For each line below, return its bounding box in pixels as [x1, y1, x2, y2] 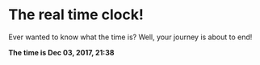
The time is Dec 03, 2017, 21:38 [8, 47, 115, 57]
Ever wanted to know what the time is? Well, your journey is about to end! [8, 32, 253, 42]
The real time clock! [8, 6, 144, 24]
